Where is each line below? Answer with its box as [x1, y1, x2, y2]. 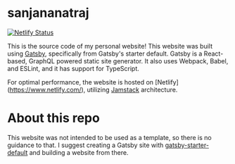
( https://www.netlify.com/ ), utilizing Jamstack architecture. [7, 85, 178, 94]
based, [7, 56, 27, 65]
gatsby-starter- [165, 141, 210, 149]
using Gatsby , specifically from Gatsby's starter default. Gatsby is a [7, 49, 203, 58]
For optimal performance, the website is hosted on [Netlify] [7, 77, 179, 86]
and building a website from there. [29, 148, 129, 156]
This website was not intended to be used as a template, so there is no [7, 133, 212, 141]
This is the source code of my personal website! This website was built [7, 42, 213, 50]
